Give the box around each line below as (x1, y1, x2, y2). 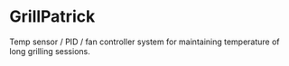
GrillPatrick (9, 6, 96, 27)
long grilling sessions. (9, 45, 90, 56)
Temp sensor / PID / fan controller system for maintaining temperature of (9, 36, 280, 47)
